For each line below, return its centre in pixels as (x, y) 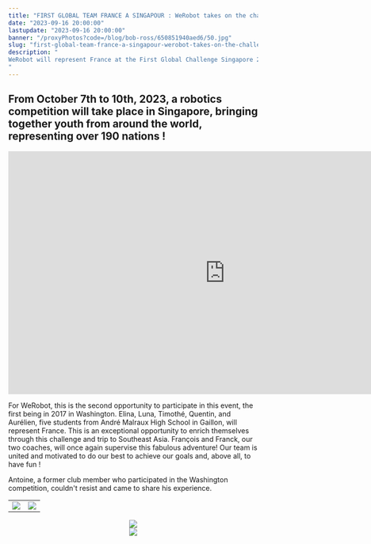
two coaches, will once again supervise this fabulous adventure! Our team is (133, 447)
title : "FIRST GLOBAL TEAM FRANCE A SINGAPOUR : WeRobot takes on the (127, 15)
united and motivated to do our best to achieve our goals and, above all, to (130, 455)
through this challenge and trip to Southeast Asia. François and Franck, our (131, 439)
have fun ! (25, 464)
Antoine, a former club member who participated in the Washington (118, 479)
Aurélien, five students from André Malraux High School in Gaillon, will (123, 422)
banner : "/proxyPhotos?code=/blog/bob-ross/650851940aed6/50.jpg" (120, 38)
